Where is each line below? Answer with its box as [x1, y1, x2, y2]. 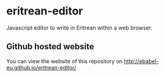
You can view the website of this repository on [6, 57, 123, 64]
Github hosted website [6, 42, 94, 52]
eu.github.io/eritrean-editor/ [6, 64, 77, 71]
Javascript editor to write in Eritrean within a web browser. [6, 24, 153, 31]
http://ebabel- [124, 57, 160, 64]
